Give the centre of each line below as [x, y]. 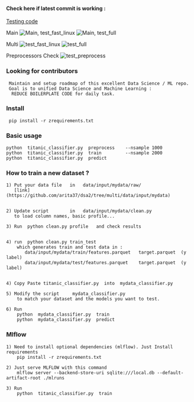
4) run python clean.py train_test [51, 242]
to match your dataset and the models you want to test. [88, 299]
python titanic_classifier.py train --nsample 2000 [84, 153]
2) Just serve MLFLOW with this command [57, 367]
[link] [22, 190]
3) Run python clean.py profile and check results [74, 227]
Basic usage [24, 135]
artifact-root [24, 378]
